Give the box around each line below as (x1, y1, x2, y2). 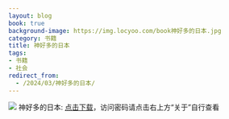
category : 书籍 (8, 34, 57, 43)
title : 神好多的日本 (8, 42, 70, 50)
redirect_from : (8, 72, 60, 80)
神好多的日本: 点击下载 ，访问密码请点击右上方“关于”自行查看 (18, 102, 220, 112)
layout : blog (8, 11, 52, 20)
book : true (8, 19, 45, 27)
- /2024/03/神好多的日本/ (15, 79, 95, 87)
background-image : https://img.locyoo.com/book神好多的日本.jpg (8, 27, 222, 35)
